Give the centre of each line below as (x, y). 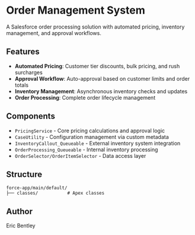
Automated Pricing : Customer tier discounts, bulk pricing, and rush (97, 66)
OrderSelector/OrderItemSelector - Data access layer (80, 155)
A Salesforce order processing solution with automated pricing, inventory (95, 27)
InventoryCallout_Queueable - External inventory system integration (97, 143)
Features (23, 52)
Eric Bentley (21, 226)
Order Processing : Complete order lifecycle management (85, 97)
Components (31, 116)
